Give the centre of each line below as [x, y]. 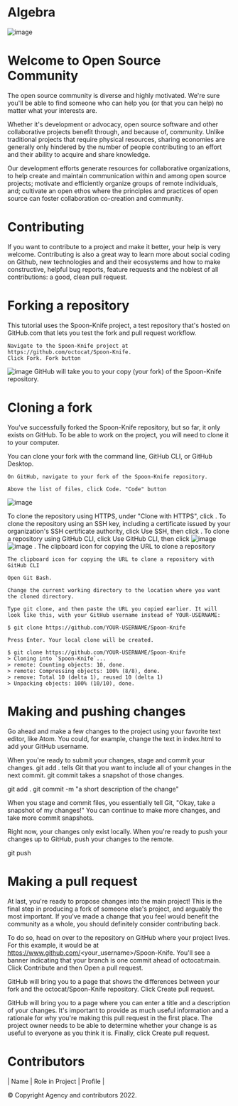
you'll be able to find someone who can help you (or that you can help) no [115, 103]
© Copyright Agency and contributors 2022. [72, 1095]
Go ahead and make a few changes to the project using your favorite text [114, 731]
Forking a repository [69, 305]
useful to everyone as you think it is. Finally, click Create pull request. [109, 1033]
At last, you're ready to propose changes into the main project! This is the [115, 901]
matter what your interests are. [52, 110]
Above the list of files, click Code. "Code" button [87, 489]
